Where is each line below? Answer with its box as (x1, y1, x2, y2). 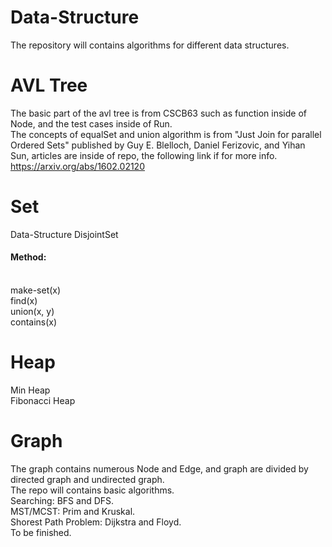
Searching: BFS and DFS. (10, 494, 115, 506)
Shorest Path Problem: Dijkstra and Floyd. (10, 516, 182, 528)
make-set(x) (10, 284, 62, 296)
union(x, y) (10, 306, 55, 318)
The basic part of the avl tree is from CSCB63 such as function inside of (10, 107, 308, 119)
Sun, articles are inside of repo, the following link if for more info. (10, 149, 278, 161)
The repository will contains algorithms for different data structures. (10, 39, 290, 51)
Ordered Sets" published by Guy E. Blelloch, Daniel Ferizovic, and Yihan (10, 139, 306, 151)
